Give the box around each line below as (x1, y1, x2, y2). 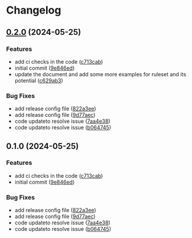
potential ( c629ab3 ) (14, 77, 63, 84)
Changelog (6, 4, 61, 17)
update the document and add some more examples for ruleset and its (14, 70, 187, 77)
